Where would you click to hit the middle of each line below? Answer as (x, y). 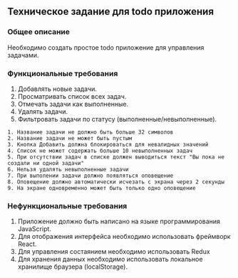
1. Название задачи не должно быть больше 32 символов (90, 132)
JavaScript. (35, 229)
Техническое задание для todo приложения (111, 12)
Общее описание (38, 32)
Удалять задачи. (42, 111)
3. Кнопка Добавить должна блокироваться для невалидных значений (108, 144)
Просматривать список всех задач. (72, 96)
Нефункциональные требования (67, 205)
